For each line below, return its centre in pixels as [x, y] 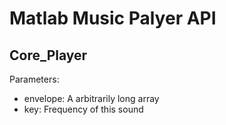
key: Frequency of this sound [83, 109]
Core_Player [48, 55]
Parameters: [34, 79]
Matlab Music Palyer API [113, 18]
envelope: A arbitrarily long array [91, 98]
